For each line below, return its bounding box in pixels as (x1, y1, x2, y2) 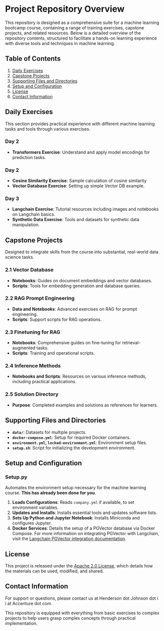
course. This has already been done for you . (5, 490, 96, 496)
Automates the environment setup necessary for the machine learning (5, 485, 146, 491)
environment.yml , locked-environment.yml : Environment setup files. (12, 439, 147, 446)
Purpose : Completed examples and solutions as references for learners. (12, 402, 158, 408)
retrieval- (122, 340, 141, 346)
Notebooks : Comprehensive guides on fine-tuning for (12, 340, 121, 346)
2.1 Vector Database (5, 267, 54, 273)
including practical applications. (12, 379, 77, 384)
